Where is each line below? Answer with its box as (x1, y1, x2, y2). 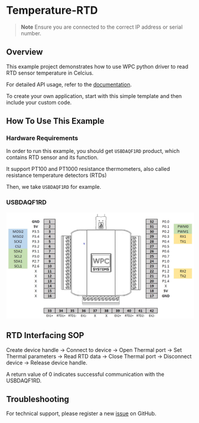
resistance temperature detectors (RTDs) (6, 171, 107, 179)
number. (20, 29, 42, 36)
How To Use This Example (6, 116, 105, 126)
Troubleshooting (6, 394, 70, 404)
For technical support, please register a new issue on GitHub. (6, 410, 157, 417)
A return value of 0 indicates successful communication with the (6, 370, 165, 378)
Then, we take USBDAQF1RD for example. (6, 183, 101, 191)
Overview (6, 47, 43, 57)
